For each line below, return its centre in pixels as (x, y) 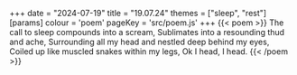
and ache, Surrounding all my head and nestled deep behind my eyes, (139, 42)
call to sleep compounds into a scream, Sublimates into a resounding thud (147, 32)
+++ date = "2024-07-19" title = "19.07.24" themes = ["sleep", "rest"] (138, 13)
